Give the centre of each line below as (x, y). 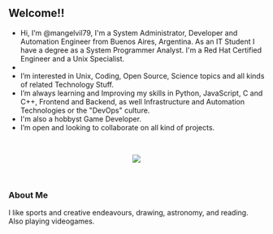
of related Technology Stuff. (67, 84)
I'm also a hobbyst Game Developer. (81, 119)
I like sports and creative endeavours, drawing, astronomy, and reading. (129, 213)
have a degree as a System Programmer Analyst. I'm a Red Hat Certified (141, 50)
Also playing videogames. (52, 221)
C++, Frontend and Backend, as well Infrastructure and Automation (132, 101)
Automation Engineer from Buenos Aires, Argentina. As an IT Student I (137, 41)
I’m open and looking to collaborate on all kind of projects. (117, 127)
